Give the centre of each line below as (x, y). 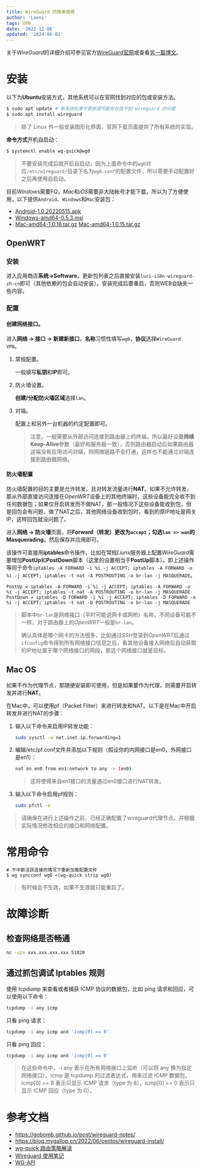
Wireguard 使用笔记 (40, 1156)
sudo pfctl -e (33, 806)
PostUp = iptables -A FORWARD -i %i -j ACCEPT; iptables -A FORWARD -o (98, 587)
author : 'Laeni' (27, 18)
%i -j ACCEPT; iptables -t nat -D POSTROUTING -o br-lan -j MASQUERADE (98, 602)
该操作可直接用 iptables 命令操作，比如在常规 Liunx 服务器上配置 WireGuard (98, 552)
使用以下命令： (30, 996)
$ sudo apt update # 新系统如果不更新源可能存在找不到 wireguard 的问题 (91, 109)
